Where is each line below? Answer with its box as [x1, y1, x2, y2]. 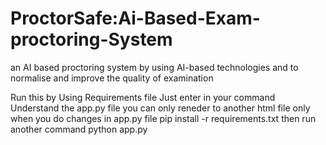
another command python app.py [10, 123, 148, 135]
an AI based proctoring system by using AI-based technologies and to [10, 61, 299, 73]
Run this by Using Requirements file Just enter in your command [10, 91, 276, 103]
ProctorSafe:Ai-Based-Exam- [10, 7, 261, 30]
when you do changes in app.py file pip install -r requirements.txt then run [10, 112, 317, 124]
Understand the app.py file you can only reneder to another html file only [10, 102, 311, 114]
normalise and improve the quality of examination [10, 72, 214, 84]
